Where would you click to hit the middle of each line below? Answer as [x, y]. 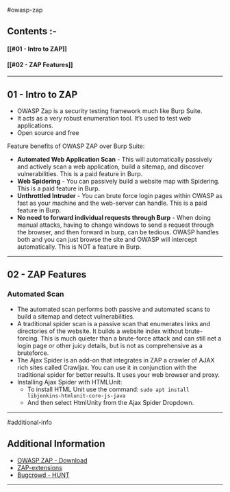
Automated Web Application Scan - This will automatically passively [114, 159]
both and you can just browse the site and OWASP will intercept [107, 239]
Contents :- [32, 31]
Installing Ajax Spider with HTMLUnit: [69, 382]
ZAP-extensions [40, 467]
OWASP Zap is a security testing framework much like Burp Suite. [110, 111]
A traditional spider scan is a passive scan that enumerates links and [114, 323]
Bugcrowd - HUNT [43, 475]
